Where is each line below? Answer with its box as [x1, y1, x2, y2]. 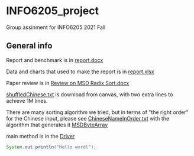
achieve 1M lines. [6, 97, 48, 104]
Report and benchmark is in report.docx [6, 56, 104, 63]
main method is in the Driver [6, 132, 75, 139]
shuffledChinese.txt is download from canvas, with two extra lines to [6, 90, 173, 98]
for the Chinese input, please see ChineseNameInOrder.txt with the [6, 115, 170, 122]
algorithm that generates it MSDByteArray [6, 121, 108, 128]
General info [6, 41, 53, 51]
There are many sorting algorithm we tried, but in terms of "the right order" [6, 108, 189, 116]
